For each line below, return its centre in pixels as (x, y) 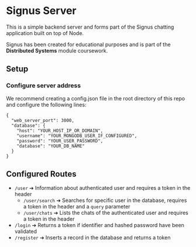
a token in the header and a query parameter (77, 207)
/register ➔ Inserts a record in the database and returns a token (92, 238)
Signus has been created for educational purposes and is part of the (88, 44)
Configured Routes (42, 174)
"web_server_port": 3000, (43, 120)
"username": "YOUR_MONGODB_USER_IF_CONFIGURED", (77, 135)
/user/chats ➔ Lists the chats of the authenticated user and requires (106, 213)
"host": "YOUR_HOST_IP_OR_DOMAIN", (60, 131)
